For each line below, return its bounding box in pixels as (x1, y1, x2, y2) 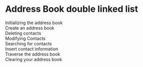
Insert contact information (5, 46, 59, 52)
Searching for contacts (5, 40, 52, 46)
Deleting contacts (5, 30, 41, 36)
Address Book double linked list (5, 3, 138, 15)
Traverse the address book (5, 51, 61, 57)
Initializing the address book (5, 20, 63, 26)
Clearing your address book (5, 56, 62, 62)
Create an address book (5, 25, 55, 31)
